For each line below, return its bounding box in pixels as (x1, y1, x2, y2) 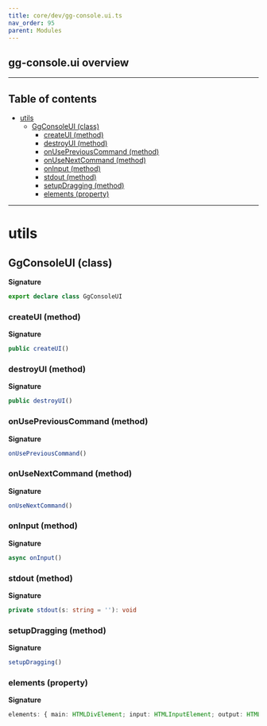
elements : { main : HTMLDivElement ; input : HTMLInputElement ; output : (8, 711, 244, 719)
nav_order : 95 (8, 19, 56, 27)
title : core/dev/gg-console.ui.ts (8, 11, 123, 20)
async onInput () (8, 553, 62, 561)
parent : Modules (8, 26, 62, 34)
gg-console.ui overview (8, 56, 130, 69)
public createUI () (8, 345, 69, 353)
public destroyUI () (8, 397, 73, 406)
